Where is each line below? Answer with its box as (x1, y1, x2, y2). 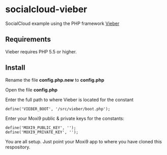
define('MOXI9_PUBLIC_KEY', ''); (5, 125, 76, 130)
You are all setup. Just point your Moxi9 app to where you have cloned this (5, 138, 162, 144)
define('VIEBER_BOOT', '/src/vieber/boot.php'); (5, 106, 110, 111)
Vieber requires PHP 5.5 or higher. (5, 48, 77, 54)
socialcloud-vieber (5, 4, 88, 15)
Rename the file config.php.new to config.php (5, 77, 104, 83)
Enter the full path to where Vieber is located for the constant (5, 97, 134, 103)
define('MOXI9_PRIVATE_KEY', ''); (5, 130, 79, 135)
